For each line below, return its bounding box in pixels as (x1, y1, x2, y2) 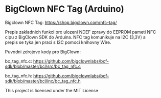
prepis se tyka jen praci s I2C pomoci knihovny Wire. (5, 39, 112, 45)
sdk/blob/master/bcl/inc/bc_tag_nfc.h (5, 78, 81, 84)
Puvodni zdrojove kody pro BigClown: (5, 49, 81, 55)
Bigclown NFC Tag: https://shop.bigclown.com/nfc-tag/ (5, 20, 117, 25)
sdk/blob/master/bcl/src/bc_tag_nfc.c (5, 63, 81, 69)
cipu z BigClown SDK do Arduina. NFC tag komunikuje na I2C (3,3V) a (5, 34, 146, 40)
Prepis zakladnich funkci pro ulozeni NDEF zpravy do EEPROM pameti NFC (5, 29, 157, 35)
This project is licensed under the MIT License (5, 87, 99, 93)
